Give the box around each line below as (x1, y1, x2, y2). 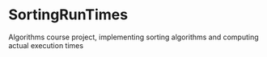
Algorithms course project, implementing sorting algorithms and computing (8, 32, 259, 42)
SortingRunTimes (8, 6, 128, 24)
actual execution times (8, 40, 83, 50)
